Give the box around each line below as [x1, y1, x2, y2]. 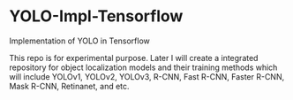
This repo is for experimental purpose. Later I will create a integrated [9, 52, 259, 63]
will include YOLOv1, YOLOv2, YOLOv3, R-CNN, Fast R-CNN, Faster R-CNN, [9, 71, 285, 81]
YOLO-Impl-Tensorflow [9, 6, 184, 27]
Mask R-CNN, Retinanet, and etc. [9, 81, 130, 91]
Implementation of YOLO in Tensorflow [9, 35, 150, 46]
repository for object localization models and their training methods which [9, 62, 278, 73]
